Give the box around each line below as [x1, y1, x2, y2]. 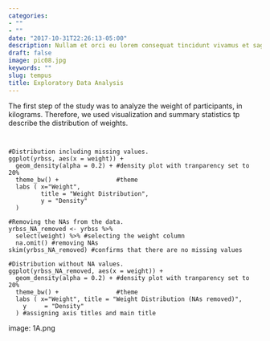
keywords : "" [8, 64, 52, 72]
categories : [8, 11, 48, 20]
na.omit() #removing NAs [15, 238, 99, 247]
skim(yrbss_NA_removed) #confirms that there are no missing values [8, 246, 243, 254]
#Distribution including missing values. [8, 148, 149, 156]
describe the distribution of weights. [8, 118, 129, 128]
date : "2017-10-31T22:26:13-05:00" [8, 34, 128, 43]
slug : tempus [8, 71, 52, 79]
